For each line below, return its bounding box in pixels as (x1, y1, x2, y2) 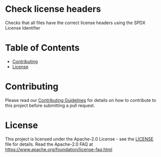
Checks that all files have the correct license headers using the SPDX (5, 20, 146, 26)
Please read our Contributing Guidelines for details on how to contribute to (5, 97, 157, 103)
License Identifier (5, 25, 40, 31)
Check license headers (5, 3, 101, 15)
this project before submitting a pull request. (5, 102, 95, 108)
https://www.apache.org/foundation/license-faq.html (5, 146, 112, 152)
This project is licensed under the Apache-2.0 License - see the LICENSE (5, 136, 154, 142)
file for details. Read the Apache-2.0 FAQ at (5, 141, 94, 147)
